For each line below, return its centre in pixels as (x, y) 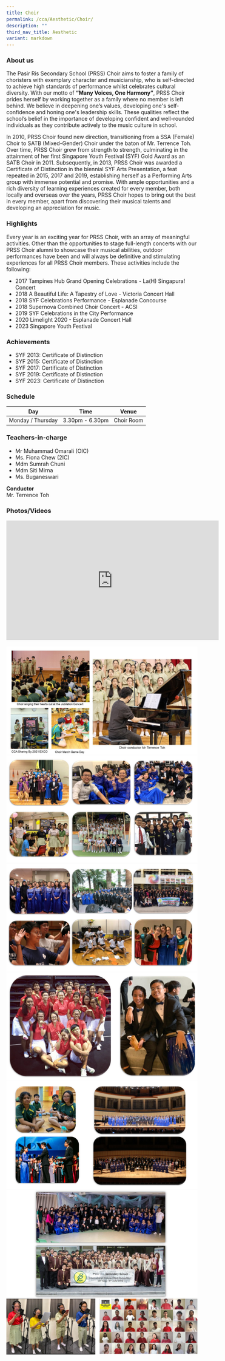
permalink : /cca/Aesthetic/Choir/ (50, 19)
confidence (21, 112)
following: (18, 269)
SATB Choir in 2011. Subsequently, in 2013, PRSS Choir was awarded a (94, 163)
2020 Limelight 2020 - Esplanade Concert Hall (73, 319)
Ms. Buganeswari (37, 477)
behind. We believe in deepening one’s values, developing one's (86, 106)
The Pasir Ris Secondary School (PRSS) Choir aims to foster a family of (95, 73)
